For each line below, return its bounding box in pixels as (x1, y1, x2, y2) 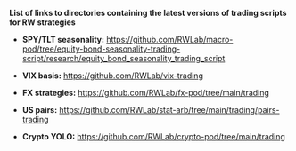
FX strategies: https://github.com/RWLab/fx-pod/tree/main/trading (21, 88, 270, 98)
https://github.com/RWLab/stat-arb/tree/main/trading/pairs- (59, 105, 280, 115)
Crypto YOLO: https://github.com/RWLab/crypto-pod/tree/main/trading (21, 131, 285, 141)
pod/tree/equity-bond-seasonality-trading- (21, 44, 181, 54)
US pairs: (21, 105, 58, 115)
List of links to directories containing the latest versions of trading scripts (9, 8, 287, 18)
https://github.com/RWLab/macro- (106, 35, 234, 44)
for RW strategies (9, 17, 76, 28)
